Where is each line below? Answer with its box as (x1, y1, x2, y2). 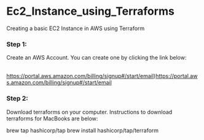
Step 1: (6, 40, 27, 49)
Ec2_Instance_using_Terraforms (6, 4, 175, 18)
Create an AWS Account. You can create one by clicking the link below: (6, 54, 187, 61)
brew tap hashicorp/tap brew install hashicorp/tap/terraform (6, 126, 159, 134)
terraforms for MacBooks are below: (6, 115, 98, 122)
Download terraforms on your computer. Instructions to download (6, 108, 173, 115)
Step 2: (6, 94, 29, 103)
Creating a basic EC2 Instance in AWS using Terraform (6, 25, 145, 32)
